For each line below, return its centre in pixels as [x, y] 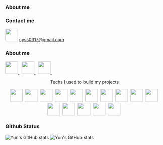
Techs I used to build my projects [85, 82]
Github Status [22, 126]
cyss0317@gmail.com [42, 40]
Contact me [20, 20]
